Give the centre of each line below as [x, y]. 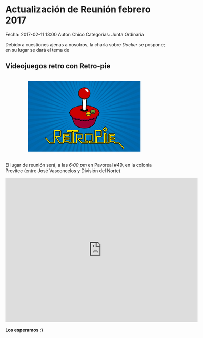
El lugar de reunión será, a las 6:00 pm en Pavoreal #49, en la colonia [79, 165]
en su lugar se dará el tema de [37, 50]
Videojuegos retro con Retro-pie [58, 66]
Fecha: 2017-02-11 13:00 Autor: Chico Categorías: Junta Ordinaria [75, 34]
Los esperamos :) [24, 330]
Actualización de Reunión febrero [78, 9]
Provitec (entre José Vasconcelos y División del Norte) [63, 171]
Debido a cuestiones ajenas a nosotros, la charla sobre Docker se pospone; [85, 44]
